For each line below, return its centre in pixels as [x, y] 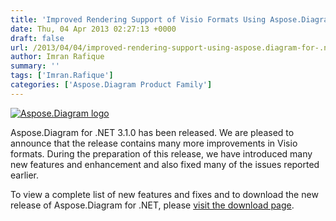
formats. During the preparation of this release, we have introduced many [161, 153]
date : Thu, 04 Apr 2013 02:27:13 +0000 [93, 29]
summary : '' [35, 66]
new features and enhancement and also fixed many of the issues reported [165, 164]
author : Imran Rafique [57, 57]
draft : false [37, 38]
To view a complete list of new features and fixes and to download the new [164, 194]
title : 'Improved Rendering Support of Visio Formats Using [138, 19]
